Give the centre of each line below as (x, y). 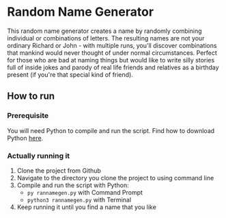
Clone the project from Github (59, 170)
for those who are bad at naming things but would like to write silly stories (111, 60)
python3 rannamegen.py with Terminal (79, 199)
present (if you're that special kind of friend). (70, 74)
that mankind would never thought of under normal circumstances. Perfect (112, 53)
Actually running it (39, 156)
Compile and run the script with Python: (73, 185)
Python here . (25, 138)
